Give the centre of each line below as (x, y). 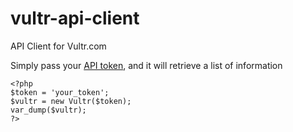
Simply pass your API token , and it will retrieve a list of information (146, 65)
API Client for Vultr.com (58, 46)
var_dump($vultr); (48, 110)
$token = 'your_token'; (60, 92)
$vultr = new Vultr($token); (71, 101)
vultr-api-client (75, 18)
